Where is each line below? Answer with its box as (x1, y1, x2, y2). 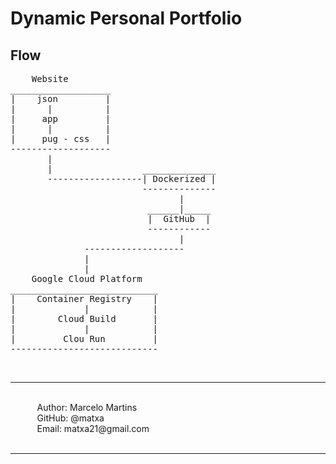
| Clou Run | (10, 333, 159, 344)
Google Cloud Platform (31, 273, 143, 284)
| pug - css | (10, 133, 112, 144)
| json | (10, 93, 112, 104)
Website (31, 73, 69, 84)
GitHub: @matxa (36, 412, 105, 424)
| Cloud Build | (10, 313, 159, 324)
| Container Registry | (10, 293, 159, 304)
